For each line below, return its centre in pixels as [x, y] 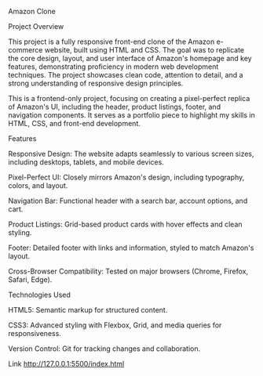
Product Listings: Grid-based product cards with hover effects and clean [125, 224]
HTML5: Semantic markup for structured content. [88, 310]
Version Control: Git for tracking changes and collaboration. [104, 349]
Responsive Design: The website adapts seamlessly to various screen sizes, [131, 154]
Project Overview [36, 26]
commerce [26, 50]
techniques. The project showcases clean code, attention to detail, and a [126, 75]
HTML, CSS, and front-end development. [75, 123]
